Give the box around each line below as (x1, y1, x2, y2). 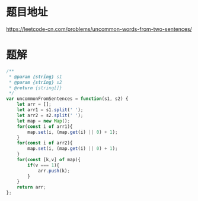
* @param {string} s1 (8, 74, 62, 80)
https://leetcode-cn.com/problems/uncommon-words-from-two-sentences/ (6, 25, 193, 33)
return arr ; (17, 184, 46, 190)
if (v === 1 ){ (27, 162, 60, 168)
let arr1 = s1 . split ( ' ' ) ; (17, 107, 84, 113)
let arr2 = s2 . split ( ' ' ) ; (17, 112, 84, 118)
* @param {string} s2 (8, 79, 62, 85)
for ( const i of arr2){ (17, 140, 73, 146)
